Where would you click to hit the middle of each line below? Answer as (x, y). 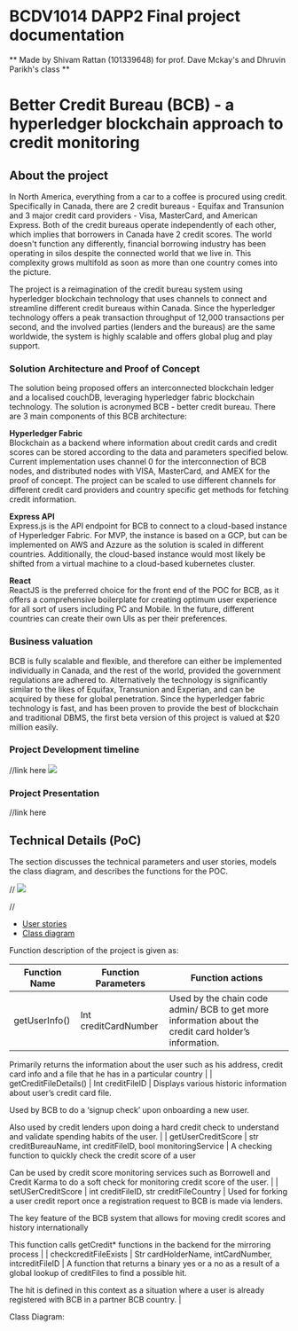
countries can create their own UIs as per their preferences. (118, 619)
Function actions (227, 977)
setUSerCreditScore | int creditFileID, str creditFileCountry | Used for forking (149, 1191)
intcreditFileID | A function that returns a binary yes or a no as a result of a (145, 1263)
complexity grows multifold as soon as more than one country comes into (143, 262)
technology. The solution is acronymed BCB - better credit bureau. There (143, 407)
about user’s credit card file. (61, 1092)
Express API (32, 517)
